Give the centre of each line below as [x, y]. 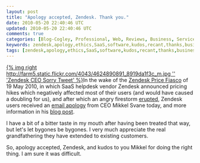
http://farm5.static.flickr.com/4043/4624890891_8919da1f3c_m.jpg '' [91, 73]
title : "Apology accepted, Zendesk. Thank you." [68, 17]
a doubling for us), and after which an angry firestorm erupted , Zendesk [94, 99]
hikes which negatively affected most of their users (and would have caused [100, 92]
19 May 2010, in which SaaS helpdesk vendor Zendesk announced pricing [97, 86]
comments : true [25, 34]
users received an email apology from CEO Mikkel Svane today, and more [96, 105]
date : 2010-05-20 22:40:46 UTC [45, 23]
